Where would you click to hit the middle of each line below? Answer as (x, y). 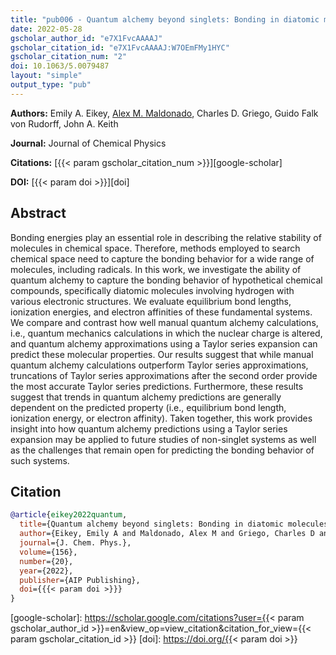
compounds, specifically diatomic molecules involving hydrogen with (152, 290)
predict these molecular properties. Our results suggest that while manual (162, 354)
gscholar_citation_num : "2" (69, 57)
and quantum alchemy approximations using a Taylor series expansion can (164, 343)
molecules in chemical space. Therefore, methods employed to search (155, 248)
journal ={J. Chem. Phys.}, (75, 543)
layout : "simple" (46, 76)
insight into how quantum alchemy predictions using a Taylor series (149, 428)
